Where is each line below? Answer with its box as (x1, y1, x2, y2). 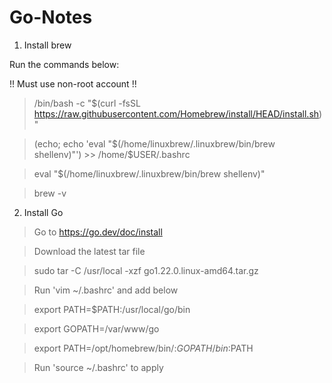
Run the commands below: (9, 58, 120, 70)
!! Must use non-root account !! (9, 77, 137, 90)
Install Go (23, 206, 64, 218)
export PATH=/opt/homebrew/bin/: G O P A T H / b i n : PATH (33, 342, 254, 354)
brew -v (33, 187, 67, 199)
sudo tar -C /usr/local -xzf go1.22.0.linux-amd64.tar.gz (33, 264, 259, 276)
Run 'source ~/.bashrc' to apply (33, 361, 164, 373)
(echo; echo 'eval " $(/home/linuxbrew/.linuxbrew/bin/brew (33, 137, 276, 150)
